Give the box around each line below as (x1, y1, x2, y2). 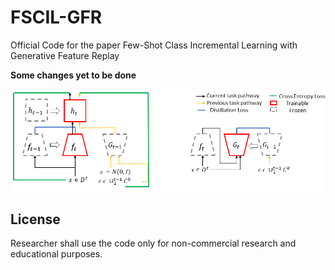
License (10, 211, 61, 228)
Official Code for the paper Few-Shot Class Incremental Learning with (10, 39, 298, 51)
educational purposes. (10, 248, 103, 260)
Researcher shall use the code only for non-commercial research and (10, 237, 297, 250)
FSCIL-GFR (10, 6, 103, 29)
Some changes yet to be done (10, 69, 137, 81)
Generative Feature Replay (10, 49, 120, 61)
